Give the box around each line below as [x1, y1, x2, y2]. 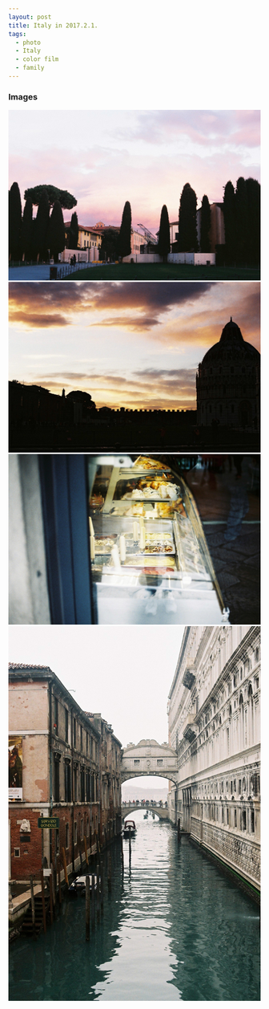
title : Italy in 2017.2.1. [8, 21, 98, 30]
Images [8, 91, 38, 102]
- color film [15, 55, 59, 63]
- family [15, 64, 45, 72]
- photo [15, 39, 42, 47]
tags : [8, 30, 26, 38]
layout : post [8, 13, 52, 21]
